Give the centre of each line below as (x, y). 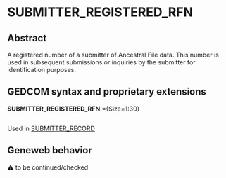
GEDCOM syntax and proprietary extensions (107, 92)
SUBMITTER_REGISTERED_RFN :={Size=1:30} (74, 109)
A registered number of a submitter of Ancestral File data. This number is (113, 55)
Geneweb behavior (50, 150)
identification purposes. (42, 70)
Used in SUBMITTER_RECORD (51, 128)
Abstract (27, 38)
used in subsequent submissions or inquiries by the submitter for (101, 62)
